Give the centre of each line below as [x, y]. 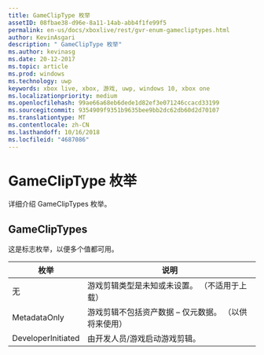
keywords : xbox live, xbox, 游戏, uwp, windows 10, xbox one [109, 88]
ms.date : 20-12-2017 [42, 60]
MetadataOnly [38, 317]
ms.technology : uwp [40, 81]
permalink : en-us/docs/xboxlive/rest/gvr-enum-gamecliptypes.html [119, 30]
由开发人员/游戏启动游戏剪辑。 [144, 339]
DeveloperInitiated [46, 339]
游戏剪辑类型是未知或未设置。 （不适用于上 [167, 286]
